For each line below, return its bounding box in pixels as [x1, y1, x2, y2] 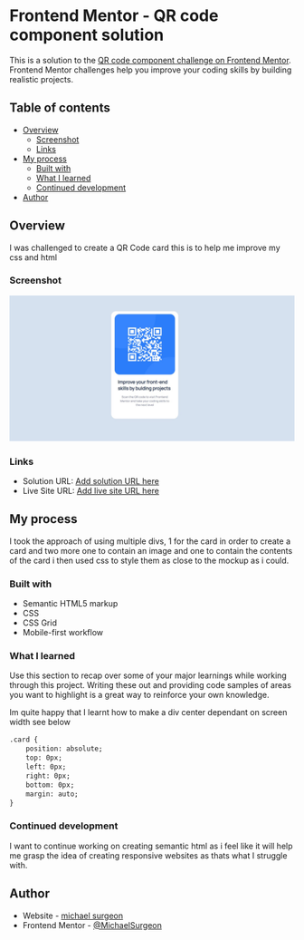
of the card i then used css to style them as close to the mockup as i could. [9, 555, 290, 566]
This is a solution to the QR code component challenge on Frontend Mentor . [9, 54, 291, 65]
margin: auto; [25, 790, 79, 799]
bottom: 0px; [25, 780, 75, 790]
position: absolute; [25, 744, 103, 753]
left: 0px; [25, 762, 67, 771]
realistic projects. [9, 73, 74, 84]
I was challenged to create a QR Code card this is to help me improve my [9, 242, 280, 253]
